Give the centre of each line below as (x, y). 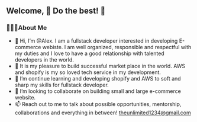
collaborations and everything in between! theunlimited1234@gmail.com (103, 113)
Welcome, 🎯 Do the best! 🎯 (56, 11)
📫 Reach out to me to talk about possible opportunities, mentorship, (98, 104)
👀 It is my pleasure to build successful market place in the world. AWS (100, 66)
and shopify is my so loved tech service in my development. (88, 72)
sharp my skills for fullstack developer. (62, 85)
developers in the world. (44, 59)
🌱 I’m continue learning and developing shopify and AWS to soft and (98, 78)
